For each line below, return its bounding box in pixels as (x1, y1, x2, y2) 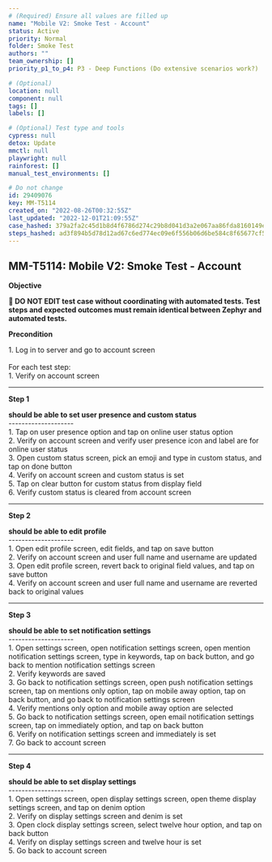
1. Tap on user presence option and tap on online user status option (8, 427, 233, 437)
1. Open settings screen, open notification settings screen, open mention (8, 643, 251, 653)
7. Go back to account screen (8, 738, 107, 748)
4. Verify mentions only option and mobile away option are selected (8, 703, 233, 714)
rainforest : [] (8, 161, 60, 170)
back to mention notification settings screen (8, 660, 155, 670)
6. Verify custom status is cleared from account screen (8, 487, 192, 497)
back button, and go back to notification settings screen (8, 695, 196, 705)
